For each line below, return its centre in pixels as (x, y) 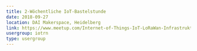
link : (13, 28)
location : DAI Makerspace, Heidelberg (53, 22)
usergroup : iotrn (27, 33)
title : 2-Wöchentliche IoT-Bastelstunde (56, 11)
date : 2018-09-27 (27, 17)
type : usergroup (26, 39)
